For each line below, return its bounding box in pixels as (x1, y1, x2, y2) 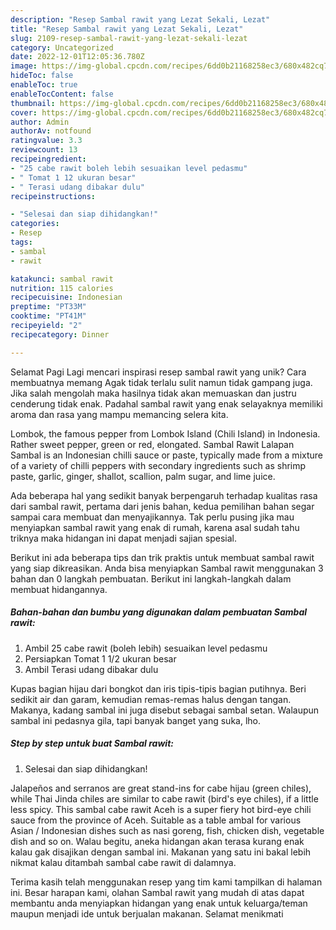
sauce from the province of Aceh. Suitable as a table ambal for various (10, 814, 302, 826)
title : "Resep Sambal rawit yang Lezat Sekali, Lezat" (10, 24, 244, 34)
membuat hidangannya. (10, 583, 108, 595)
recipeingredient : (10, 154, 87, 164)
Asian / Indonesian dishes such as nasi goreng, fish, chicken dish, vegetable (10, 824, 325, 836)
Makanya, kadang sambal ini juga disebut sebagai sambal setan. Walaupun (10, 704, 320, 716)
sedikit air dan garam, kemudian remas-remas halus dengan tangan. (10, 693, 292, 705)
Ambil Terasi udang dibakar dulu (24, 663, 159, 675)
